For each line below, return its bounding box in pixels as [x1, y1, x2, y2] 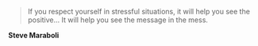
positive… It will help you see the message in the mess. [27, 15, 209, 25]
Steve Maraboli [8, 31, 60, 40]
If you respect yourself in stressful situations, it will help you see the [27, 7, 250, 16]
